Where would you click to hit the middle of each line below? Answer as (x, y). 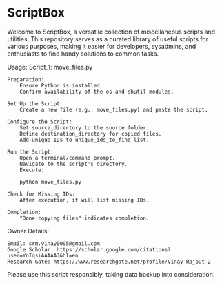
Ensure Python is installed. (61, 85)
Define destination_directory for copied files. (91, 134)
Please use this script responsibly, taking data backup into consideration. (111, 274)
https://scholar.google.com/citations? (113, 249)
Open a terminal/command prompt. (68, 158)
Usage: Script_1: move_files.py (50, 67)
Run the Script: (30, 152)
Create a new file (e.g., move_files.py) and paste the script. (114, 109)
